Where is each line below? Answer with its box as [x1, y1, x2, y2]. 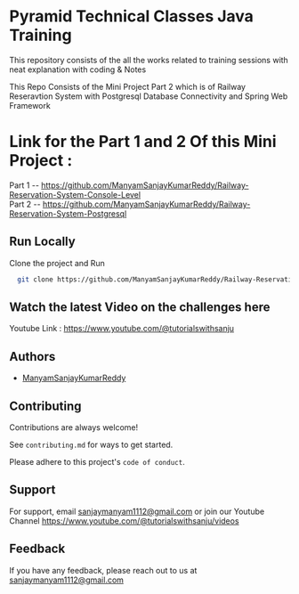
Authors [9, 349, 56, 364]
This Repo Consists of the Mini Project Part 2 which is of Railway [9, 81, 246, 92]
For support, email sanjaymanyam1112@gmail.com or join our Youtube [9, 506, 265, 517]
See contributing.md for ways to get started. [9, 439, 174, 450]
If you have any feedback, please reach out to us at [9, 565, 198, 575]
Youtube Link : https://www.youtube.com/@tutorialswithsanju [9, 323, 234, 334]
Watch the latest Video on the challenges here [9, 299, 271, 314]
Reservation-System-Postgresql [9, 207, 127, 219]
